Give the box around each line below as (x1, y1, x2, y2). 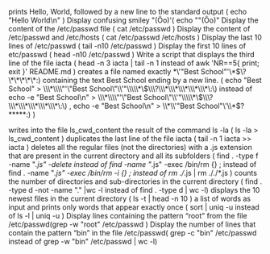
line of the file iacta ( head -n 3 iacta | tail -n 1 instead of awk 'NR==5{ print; (8, 58, 260, 68)
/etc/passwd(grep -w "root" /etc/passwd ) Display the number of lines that (8, 219, 256, 229)
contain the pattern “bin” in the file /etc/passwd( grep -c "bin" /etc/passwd (8, 228, 257, 237)
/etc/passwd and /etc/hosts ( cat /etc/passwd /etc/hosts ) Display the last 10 (8, 32, 262, 42)
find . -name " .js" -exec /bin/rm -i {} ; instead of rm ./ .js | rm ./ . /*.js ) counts (8, 169, 258, 177)
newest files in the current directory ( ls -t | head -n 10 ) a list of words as (8, 194, 251, 203)
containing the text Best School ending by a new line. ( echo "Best (42, 76, 262, 85)
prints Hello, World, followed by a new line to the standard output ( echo (8, 7, 247, 16)
